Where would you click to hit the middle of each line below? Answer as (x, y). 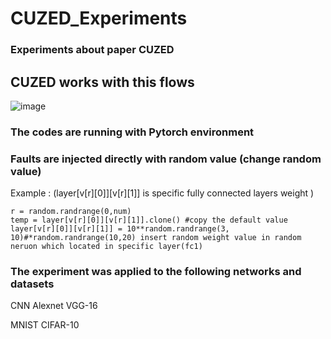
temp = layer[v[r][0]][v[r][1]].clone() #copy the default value (149, 220)
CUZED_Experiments (99, 18)
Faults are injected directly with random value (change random (166, 159)
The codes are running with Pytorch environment (132, 132)
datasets (32, 284)
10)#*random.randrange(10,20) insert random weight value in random (156, 238)
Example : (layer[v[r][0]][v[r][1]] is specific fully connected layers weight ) (162, 193)
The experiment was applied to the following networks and (156, 272)
